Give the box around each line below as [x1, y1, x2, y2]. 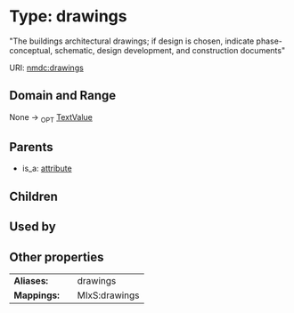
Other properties [9, 249, 104, 264]
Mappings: [13, 289, 61, 301]
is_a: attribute [21, 163, 73, 174]
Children [9, 189, 58, 204]
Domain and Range [9, 88, 117, 103]
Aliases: [13, 274, 49, 286]
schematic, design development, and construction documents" [54, 44, 286, 55]
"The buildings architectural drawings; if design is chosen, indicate [9, 36, 255, 46]
